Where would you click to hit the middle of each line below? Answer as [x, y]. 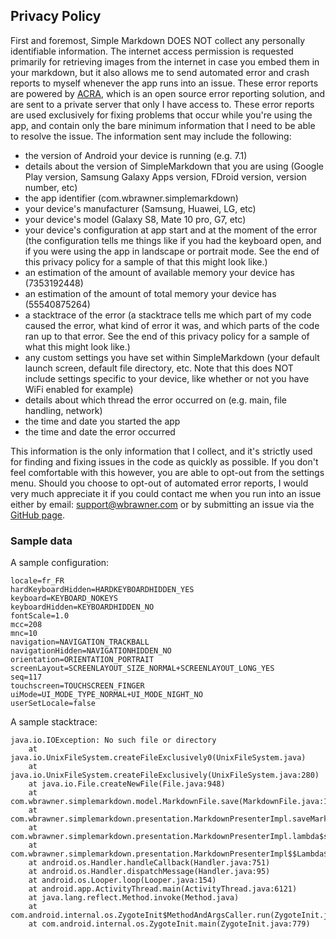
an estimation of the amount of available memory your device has [159, 272]
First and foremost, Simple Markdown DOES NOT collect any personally [158, 40]
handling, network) [63, 410]
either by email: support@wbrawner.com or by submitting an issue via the [162, 504]
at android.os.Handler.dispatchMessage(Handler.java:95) [149, 872]
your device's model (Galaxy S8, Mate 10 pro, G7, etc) [135, 219]
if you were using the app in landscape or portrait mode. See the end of [172, 251]
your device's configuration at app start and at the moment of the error [171, 230]
